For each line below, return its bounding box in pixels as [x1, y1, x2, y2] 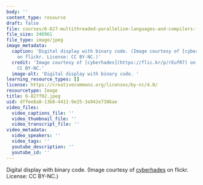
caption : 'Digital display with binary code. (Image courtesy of [11, 48, 180, 54]
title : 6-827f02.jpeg [6, 93, 61, 99]
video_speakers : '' [11, 132, 61, 139]
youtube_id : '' [11, 149, 50, 155]
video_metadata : [6, 127, 47, 133]
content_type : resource [6, 15, 66, 21]
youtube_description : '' [11, 143, 74, 150]
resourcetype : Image [6, 88, 59, 94]
